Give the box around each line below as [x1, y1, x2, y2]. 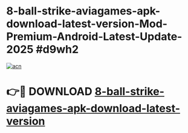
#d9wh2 [36, 43, 79, 57]
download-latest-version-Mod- [6, 17, 168, 31]
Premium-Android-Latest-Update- [6, 30, 183, 43]
